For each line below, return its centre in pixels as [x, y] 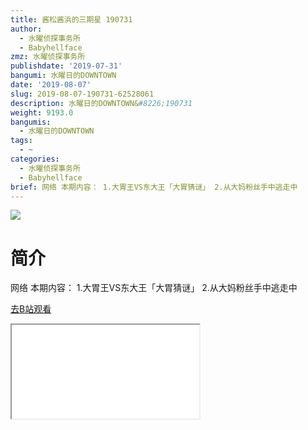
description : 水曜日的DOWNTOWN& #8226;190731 [101, 103]
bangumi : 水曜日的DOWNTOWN [63, 76]
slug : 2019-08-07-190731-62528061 [82, 94]
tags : [21, 141]
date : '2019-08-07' [51, 85]
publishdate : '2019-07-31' [66, 66]
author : [26, 29]
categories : [35, 159]
